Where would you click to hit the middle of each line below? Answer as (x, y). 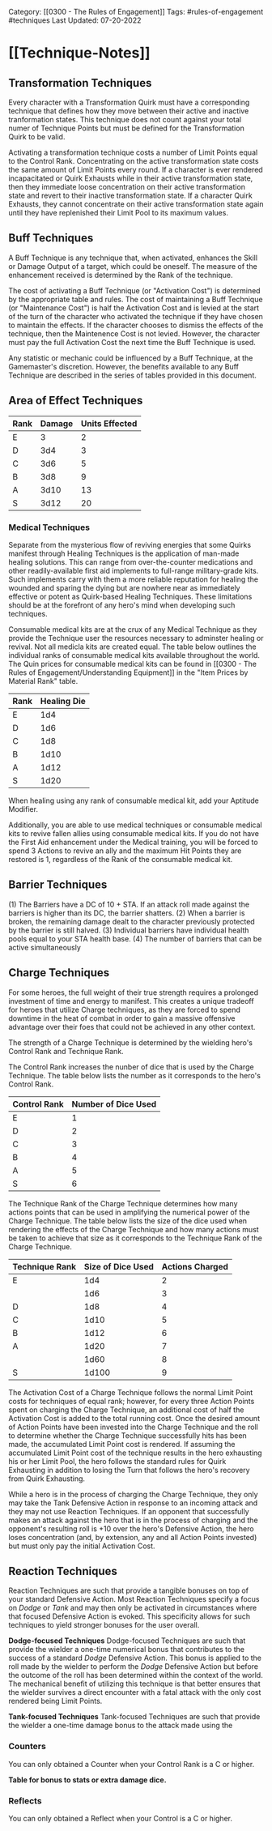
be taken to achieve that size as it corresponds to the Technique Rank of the (136, 1238)
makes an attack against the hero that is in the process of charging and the (133, 1520)
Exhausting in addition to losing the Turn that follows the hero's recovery (129, 1470)
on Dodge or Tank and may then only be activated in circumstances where (133, 1608)
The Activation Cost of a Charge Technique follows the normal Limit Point (131, 1392)
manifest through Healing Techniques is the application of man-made (124, 553)
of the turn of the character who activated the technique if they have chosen (136, 316)
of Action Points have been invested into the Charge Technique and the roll (134, 1427)
